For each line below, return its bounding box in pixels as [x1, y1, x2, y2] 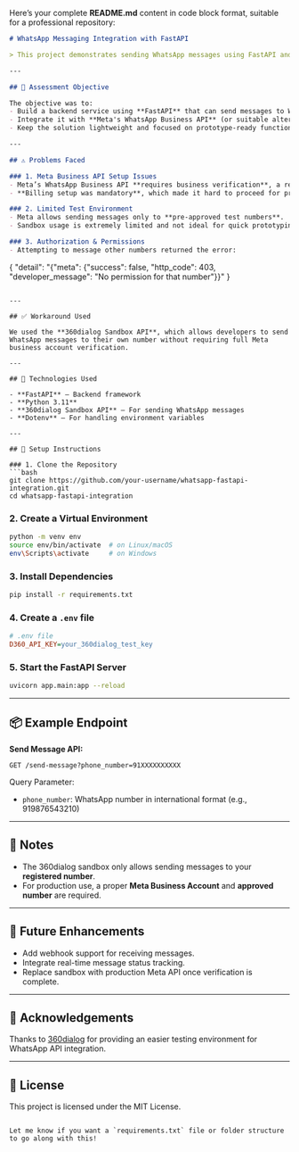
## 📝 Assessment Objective [9, 82, 109, 92]
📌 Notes [9, 838, 54, 853]
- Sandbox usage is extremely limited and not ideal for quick [9, 221, 249, 230]
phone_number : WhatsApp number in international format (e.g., [21, 793, 247, 804]
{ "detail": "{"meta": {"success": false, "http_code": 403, [9, 261, 216, 272]
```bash [9, 468, 38, 477]
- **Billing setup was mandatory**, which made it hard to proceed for [9, 188, 280, 197]
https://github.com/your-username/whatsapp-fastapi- [48, 476, 249, 485]
